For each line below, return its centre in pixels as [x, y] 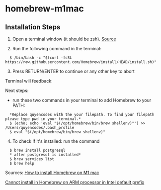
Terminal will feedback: [29, 81]
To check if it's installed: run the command [56, 141]
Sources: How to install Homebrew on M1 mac [52, 173]
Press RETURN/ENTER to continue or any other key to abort [74, 71]
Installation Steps [33, 27]
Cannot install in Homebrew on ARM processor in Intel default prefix [75, 182]
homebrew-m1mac [45, 9]
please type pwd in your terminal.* [43, 119]
